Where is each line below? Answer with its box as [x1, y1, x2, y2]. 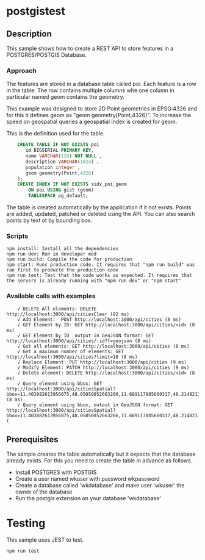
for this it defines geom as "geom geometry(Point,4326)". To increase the [6, 112, 192, 119]
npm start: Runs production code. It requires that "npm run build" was [6, 262, 195, 268]
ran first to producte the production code [6, 267, 119, 273]
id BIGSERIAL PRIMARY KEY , [25, 148, 95, 154]
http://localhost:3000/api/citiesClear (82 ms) [6, 311, 130, 317]
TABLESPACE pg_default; [28, 193, 88, 199]
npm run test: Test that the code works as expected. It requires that [6, 273, 192, 279]
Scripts [6, 232, 29, 240]
